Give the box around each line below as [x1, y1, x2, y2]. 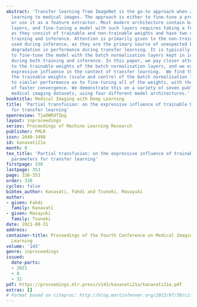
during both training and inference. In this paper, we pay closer [11, 58, 180, 63]
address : [6, 227, 28, 232]
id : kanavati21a [6, 139, 46, 146]
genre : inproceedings [6, 249, 59, 255]
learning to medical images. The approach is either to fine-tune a [11, 14, 182, 20]
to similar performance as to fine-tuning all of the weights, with [11, 80, 182, 86]
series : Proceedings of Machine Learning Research [6, 123, 133, 129]
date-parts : [11, 259, 41, 266]
